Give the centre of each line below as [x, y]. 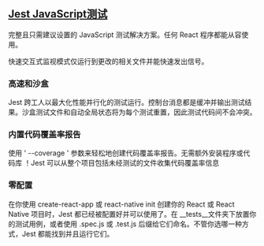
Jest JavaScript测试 [58, 14]
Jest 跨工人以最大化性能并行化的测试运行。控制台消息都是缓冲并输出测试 [127, 102]
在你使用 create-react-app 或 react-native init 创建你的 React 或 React [121, 204]
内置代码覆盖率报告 [45, 135]
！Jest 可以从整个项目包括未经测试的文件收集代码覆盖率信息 [121, 163]
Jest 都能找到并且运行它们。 [68, 233]
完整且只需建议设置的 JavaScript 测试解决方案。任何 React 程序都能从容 [125, 35]
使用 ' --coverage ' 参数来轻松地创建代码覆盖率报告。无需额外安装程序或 [126, 153]
